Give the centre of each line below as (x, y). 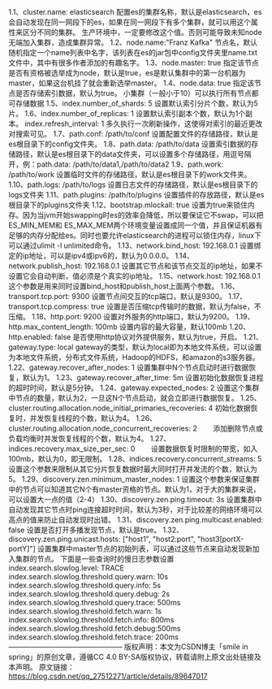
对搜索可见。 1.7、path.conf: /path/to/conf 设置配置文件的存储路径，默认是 (133, 134)
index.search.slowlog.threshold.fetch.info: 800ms (91, 620)
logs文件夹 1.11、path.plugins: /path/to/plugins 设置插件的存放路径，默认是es (136, 195)
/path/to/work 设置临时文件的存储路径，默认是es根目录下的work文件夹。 (130, 174)
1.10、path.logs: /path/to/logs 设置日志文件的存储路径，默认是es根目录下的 (133, 184)
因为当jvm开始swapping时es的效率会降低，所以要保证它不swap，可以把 (143, 215)
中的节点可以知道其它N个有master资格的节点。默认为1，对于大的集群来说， (134, 489)
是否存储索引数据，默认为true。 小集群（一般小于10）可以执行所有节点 (133, 93)
